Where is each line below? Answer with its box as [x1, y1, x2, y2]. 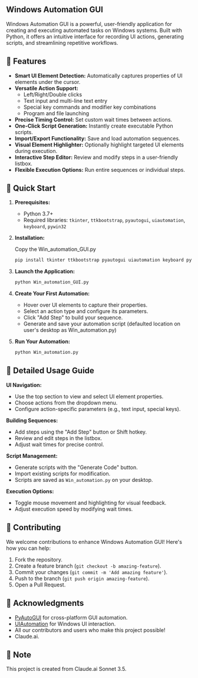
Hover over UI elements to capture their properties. [23, 301, 148, 309]
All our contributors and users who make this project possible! [14, 626, 166, 634]
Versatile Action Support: [14, 84, 78, 92]
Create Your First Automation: [14, 290, 90, 297]
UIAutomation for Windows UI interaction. [14, 620, 116, 627]
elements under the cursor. [14, 78, 81, 85]
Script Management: [6, 452, 58, 459]
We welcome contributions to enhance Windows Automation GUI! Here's [6, 538, 183, 545]
